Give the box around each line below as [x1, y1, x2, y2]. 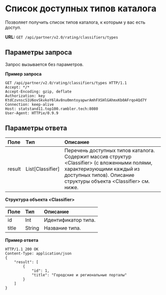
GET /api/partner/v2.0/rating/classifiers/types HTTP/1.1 [5, 80, 127, 85]
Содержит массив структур [64, 153, 132, 160]
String [25, 225, 40, 231]
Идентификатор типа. [43, 216, 96, 223]
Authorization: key [5, 93, 45, 98]
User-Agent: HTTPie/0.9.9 [5, 110, 58, 116]
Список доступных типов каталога [5, 3, 157, 14]
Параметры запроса [5, 48, 72, 57]
